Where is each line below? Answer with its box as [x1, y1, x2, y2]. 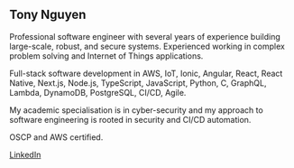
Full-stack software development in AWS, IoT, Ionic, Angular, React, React [9, 68, 283, 79]
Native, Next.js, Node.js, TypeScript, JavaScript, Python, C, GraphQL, [9, 77, 267, 89]
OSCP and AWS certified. [9, 131, 104, 143]
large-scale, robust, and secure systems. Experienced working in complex [9, 41, 286, 51]
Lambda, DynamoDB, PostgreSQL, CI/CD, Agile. [9, 87, 187, 98]
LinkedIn [9, 149, 41, 160]
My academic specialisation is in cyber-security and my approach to [9, 104, 263, 116]
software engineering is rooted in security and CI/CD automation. [9, 114, 252, 125]
